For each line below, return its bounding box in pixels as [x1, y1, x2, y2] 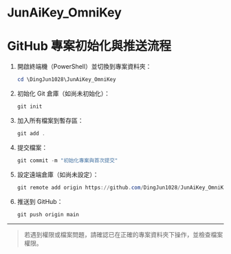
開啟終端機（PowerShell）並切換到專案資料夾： [16, 62, 152, 71]
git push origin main [16, 211, 79, 218]
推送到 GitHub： [16, 197, 63, 205]
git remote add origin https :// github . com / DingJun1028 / [16, 184, 181, 191]
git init [16, 103, 43, 110]
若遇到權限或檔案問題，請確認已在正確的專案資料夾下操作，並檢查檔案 [23, 231, 223, 239]
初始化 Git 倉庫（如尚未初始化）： [16, 89, 111, 97]
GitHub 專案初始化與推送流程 [7, 38, 172, 54]
